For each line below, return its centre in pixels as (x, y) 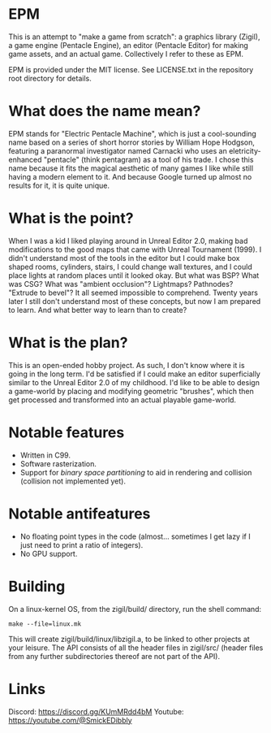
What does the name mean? (105, 111)
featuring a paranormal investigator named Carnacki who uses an (118, 150)
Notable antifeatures (80, 514)
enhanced (25, 159)
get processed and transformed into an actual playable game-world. (123, 400)
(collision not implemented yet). (73, 481)
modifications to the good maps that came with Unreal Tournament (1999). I (135, 249)
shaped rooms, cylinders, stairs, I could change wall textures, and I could (131, 267)
